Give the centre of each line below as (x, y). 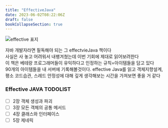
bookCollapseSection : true (34, 24)
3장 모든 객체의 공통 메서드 (39, 107)
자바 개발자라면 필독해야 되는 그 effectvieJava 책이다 (58, 50)
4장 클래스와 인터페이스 (36, 114)
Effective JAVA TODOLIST (38, 89)
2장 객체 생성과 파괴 (32, 101)
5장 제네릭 (23, 120)
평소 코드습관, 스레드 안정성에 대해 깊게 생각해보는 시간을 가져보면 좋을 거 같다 (83, 76)
